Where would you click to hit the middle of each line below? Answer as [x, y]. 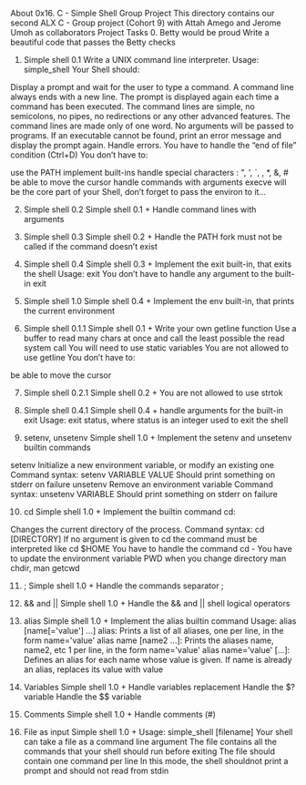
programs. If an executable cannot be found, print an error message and [146, 135]
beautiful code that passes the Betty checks [93, 42]
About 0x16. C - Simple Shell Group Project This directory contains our [143, 13]
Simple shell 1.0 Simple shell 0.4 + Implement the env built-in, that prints [159, 301]
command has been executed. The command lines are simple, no [133, 107]
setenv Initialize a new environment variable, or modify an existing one [143, 465]
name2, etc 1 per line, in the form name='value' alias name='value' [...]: [157, 650]
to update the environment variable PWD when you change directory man [148, 558]
